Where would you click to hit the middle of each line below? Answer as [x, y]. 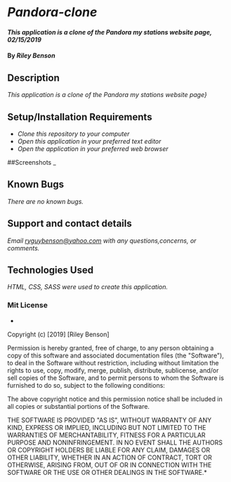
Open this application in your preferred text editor [89, 141]
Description [33, 78]
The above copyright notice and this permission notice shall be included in [115, 399]
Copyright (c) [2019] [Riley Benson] [59, 334]
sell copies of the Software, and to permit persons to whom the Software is [116, 378]
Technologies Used [50, 271]
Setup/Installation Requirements [80, 117]
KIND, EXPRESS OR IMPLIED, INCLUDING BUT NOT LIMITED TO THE [107, 427]
